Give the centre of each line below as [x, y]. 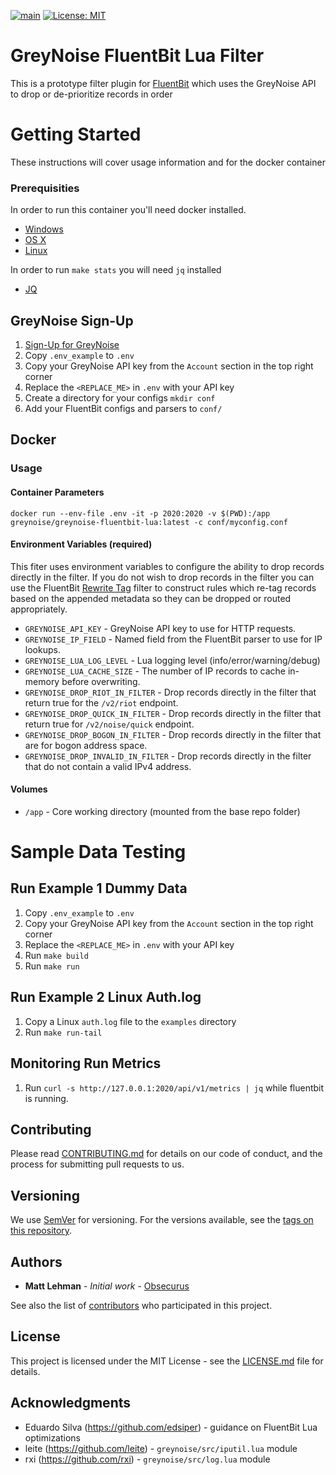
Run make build [56, 955]
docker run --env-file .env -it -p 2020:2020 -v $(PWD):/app [140, 513]
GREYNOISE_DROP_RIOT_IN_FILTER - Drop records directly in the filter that [170, 692]
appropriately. [39, 609]
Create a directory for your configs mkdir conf [120, 397]
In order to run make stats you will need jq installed [116, 270]
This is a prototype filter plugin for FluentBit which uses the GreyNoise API [163, 83]
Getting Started [76, 134]
